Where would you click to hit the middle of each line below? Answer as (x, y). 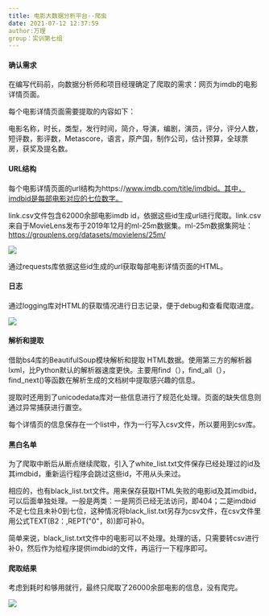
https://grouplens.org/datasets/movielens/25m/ (87, 234)
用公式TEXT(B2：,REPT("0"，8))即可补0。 (79, 521)
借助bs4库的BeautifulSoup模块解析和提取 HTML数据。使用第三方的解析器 (130, 360)
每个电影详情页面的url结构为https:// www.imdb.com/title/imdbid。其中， (127, 188)
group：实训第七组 (35, 38)
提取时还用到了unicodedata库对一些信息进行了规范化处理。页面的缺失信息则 (135, 397)
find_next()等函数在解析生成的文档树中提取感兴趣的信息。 (104, 380)
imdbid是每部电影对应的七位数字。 (66, 198)
